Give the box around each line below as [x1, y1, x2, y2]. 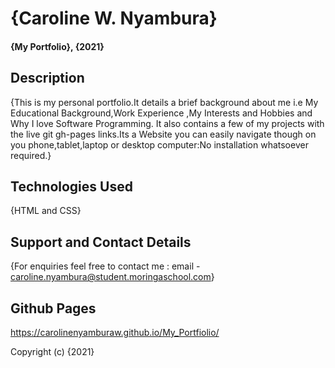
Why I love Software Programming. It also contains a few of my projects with [10, 117, 325, 129]
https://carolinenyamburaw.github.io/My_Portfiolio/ [10, 327, 220, 339]
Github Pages [10, 300, 97, 317]
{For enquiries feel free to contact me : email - [10, 260, 201, 272]
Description [10, 70, 85, 87]
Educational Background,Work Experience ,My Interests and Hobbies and [10, 107, 313, 119]
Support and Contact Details [10, 233, 192, 251]
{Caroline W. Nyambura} [10, 7, 218, 30]
